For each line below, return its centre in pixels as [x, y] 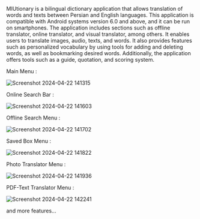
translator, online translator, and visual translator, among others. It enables [98, 34]
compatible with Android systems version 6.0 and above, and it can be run [98, 21]
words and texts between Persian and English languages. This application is [100, 15]
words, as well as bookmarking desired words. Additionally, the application [98, 53]
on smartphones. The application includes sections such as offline [88, 28]
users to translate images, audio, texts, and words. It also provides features [99, 40]
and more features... [31, 211]
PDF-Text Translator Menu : [40, 187]
